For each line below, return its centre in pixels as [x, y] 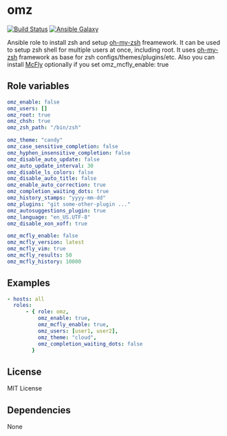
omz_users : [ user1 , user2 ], [78, 331]
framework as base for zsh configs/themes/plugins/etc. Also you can [117, 57]
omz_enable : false [33, 102]
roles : [23, 306]
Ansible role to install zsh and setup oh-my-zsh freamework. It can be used [113, 42]
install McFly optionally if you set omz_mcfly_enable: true [88, 64]
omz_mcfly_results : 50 [40, 255]
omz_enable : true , [64, 318]
